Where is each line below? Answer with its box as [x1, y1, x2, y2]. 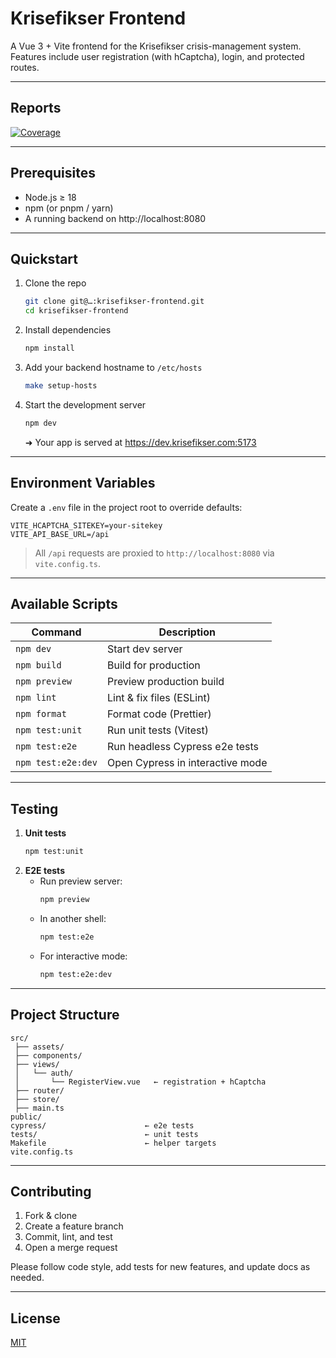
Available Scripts [10, 595, 118, 612]
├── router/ [14, 1085, 65, 1096]
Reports [10, 100, 62, 117]
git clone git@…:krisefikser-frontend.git [24, 297, 205, 307]
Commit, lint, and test [24, 1231, 113, 1243]
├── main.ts [14, 1103, 65, 1113]
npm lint [15, 692, 57, 704]
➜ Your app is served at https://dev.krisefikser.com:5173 [24, 436, 257, 448]
